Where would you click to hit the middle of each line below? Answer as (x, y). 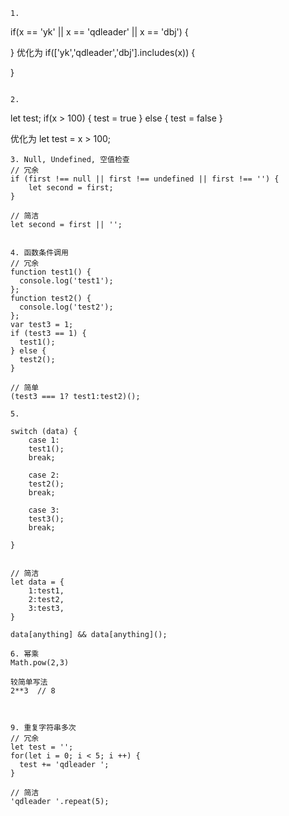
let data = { (37, 582)
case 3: (44, 510)
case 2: (44, 475)
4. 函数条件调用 (39, 253)
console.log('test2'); (66, 307)
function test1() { (51, 272)
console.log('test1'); (66, 281)
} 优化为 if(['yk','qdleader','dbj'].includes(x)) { (103, 52)
